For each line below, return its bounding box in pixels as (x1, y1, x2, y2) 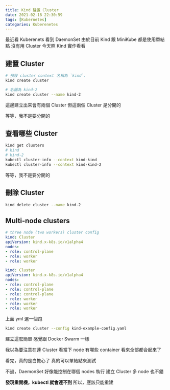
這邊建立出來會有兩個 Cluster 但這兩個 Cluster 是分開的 (5, 102, 122, 108)
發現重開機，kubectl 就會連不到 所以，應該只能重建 (5, 379, 114, 385)
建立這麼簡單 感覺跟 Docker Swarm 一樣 (5, 336, 90, 342)
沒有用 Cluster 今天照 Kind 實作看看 (11, 43, 86, 49)
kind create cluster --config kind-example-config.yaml (5, 326, 127, 331)
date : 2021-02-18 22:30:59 (5, 12, 63, 17)
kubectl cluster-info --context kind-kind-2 (5, 162, 102, 167)
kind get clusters (5, 143, 44, 148)
